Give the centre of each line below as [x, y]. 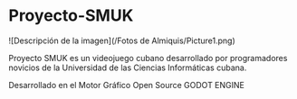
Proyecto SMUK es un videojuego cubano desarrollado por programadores [148, 58]
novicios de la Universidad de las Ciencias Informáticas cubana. [128, 67]
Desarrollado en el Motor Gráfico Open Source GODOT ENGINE [127, 85]
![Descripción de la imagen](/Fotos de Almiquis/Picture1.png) [122, 40]
